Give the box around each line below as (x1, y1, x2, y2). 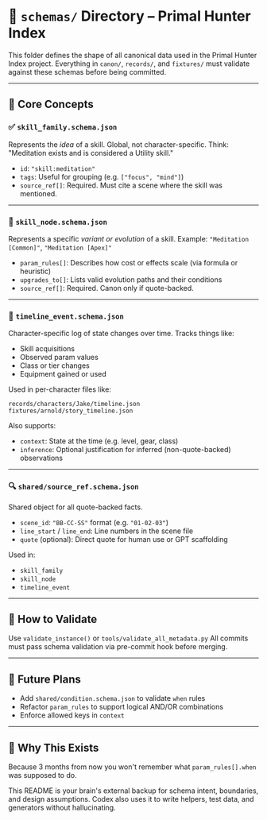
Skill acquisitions (19, 344, 75, 354)
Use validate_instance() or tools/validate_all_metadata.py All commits (8, 633, 249, 643)
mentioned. (19, 188, 57, 198)
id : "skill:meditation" (19, 163, 95, 173)
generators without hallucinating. (8, 803, 117, 812)
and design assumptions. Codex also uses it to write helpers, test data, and (8, 794, 254, 803)
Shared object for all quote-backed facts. (8, 502, 143, 512)
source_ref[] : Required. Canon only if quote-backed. (19, 283, 195, 292)
